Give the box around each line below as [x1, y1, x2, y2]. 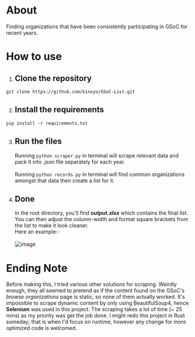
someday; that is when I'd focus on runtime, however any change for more [6, 318, 186, 325]
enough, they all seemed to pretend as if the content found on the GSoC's [6, 287, 185, 294]
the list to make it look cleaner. [14, 222, 89, 229]
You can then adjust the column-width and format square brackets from [14, 216, 189, 223]
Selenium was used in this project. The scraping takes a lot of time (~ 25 [6, 306, 183, 313]
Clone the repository [14, 73, 92, 83]
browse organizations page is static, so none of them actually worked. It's [6, 293, 185, 301]
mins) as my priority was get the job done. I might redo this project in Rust [6, 312, 185, 319]
